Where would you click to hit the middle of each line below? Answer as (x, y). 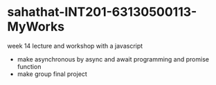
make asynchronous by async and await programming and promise (113, 59)
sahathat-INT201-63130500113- (102, 12)
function (29, 66)
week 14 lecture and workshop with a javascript (75, 46)
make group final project (52, 74)
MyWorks (36, 27)
